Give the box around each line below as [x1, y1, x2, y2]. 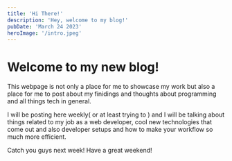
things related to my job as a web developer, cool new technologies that [7, 118, 213, 126]
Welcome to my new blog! [7, 60, 159, 75]
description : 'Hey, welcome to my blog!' [7, 17, 129, 24]
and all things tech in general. [7, 97, 91, 105]
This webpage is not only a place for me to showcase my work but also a [7, 83, 215, 91]
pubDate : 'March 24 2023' [7, 23, 82, 30]
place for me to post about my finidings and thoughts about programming [7, 90, 217, 98]
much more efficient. [7, 133, 67, 141]
